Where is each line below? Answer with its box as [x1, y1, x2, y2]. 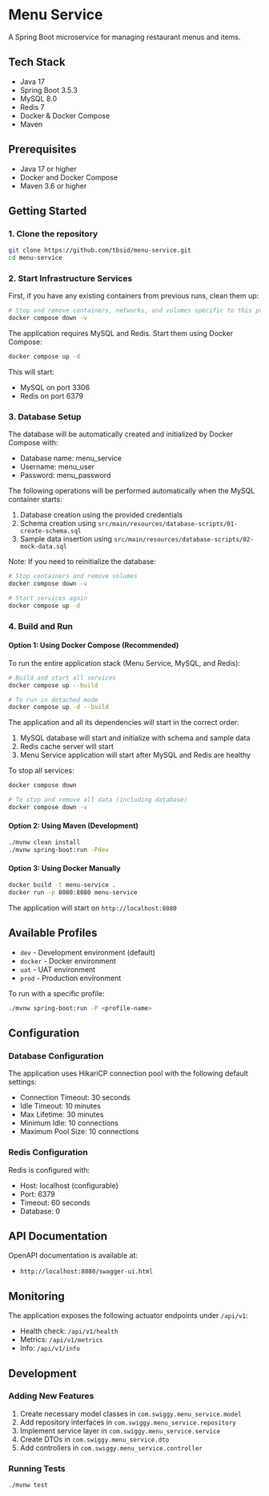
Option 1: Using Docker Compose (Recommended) [8, 640, 179, 651]
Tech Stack [8, 55, 66, 69]
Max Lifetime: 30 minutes [19, 1109, 104, 1120]
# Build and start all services [8, 674, 116, 682]
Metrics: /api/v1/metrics [19, 1335, 103, 1344]
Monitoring [8, 1289, 66, 1303]
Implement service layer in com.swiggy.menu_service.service [19, 1425, 221, 1435]
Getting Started [8, 204, 87, 217]
